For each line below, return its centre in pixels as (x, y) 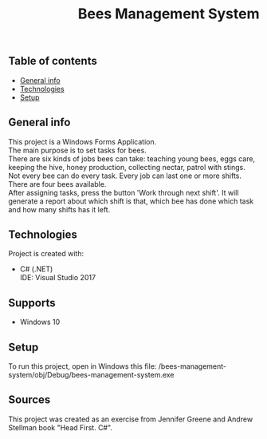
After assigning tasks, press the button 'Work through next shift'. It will (124, 192)
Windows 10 (40, 322)
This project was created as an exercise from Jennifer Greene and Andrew (131, 419)
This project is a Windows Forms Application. (82, 141)
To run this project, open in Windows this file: (82, 366)
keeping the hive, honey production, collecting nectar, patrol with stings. (127, 167)
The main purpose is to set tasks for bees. (78, 150)
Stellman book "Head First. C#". (61, 427)
